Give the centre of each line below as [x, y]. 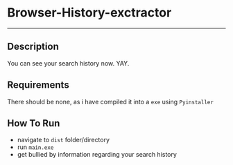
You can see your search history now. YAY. [68, 63]
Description [33, 47]
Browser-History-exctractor [89, 13]
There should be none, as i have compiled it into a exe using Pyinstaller [110, 101]
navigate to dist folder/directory [63, 140]
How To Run [34, 123]
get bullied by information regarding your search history [97, 155]
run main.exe [35, 147]
